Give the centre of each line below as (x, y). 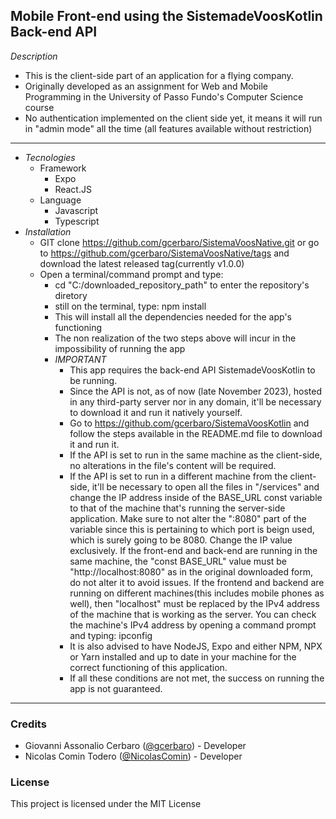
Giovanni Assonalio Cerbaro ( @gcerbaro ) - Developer (135, 746)
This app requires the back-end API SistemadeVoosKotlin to (192, 370)
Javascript (76, 210)
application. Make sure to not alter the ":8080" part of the (188, 518)
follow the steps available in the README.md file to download (196, 433)
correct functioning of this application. (148, 667)
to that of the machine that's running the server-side (177, 508)
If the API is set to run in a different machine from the (178, 476)
